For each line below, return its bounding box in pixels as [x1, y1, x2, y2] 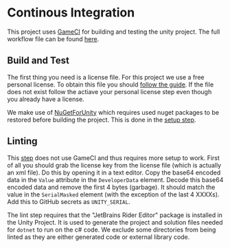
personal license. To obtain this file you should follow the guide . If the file [7, 80, 214, 89]
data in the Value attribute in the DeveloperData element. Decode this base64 [7, 175, 224, 183]
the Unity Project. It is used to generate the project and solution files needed [7, 218, 223, 226]
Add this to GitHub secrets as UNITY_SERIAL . [7, 197, 130, 205]
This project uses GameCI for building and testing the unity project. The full [7, 27, 220, 36]
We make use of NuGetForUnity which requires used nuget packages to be [7, 108, 220, 116]
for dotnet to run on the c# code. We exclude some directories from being [7, 225, 216, 234]
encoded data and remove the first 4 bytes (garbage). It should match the [7, 183, 216, 191]
